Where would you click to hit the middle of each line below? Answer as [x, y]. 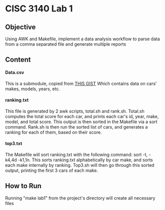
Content [18, 60]
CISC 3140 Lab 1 [39, 9]
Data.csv [15, 72]
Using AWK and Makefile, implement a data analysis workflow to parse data [82, 39]
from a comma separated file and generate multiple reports [66, 44]
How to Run [23, 186]
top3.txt [14, 143]
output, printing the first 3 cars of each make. [52, 170]
